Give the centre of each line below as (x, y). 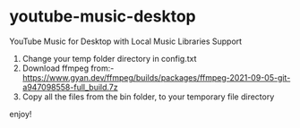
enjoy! (21, 114)
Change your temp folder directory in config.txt (109, 58)
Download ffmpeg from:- (68, 68)
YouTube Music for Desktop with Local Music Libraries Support (126, 41)
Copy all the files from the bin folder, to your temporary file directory (148, 97)
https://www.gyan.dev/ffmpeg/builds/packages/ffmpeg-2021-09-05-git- (156, 77)
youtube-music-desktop (103, 17)
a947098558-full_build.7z (70, 87)
